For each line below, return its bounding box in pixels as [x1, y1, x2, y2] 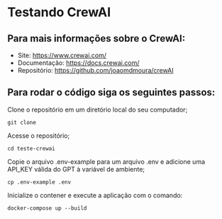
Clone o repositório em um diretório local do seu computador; [7, 105, 188, 114]
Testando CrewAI [7, 4, 111, 20]
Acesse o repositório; [7, 131, 70, 140]
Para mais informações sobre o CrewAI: [7, 32, 186, 45]
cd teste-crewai [7, 145, 55, 152]
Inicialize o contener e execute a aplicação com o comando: [7, 191, 183, 199]
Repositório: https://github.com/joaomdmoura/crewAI [17, 66, 174, 74]
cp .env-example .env [7, 178, 72, 186]
